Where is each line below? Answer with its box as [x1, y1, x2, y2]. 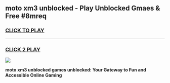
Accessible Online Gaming [5, 72, 62, 78]
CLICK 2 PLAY [5, 46, 40, 53]
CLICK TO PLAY [5, 27, 45, 34]
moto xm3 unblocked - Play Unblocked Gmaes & [5, 4, 160, 13]
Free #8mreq [5, 12, 47, 21]
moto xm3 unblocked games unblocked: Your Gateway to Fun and [5, 66, 147, 72]
